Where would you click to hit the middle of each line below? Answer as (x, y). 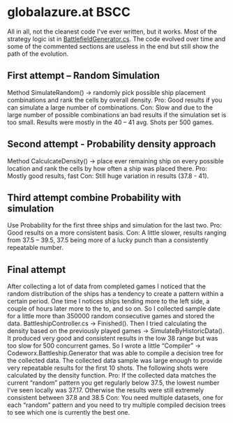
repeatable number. (36, 248)
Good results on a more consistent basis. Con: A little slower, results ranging (117, 233)
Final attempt (37, 269)
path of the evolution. (38, 54)
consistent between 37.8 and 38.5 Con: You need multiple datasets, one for (115, 398)
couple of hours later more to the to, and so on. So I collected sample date (114, 309)
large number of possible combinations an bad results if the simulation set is (117, 114)
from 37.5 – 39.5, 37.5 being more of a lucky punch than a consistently (108, 240)
